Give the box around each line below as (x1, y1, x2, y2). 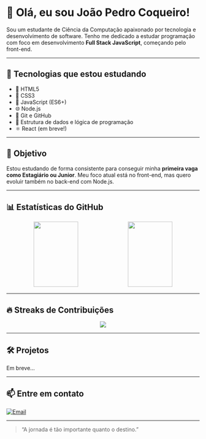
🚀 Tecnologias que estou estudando (6, 69, 147, 79)
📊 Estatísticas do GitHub (6, 202, 104, 212)
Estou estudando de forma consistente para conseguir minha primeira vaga (6, 165, 198, 172)
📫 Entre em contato (6, 389, 84, 399)
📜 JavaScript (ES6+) (15, 98, 67, 106)
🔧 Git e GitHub (15, 112, 52, 119)
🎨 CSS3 (15, 91, 35, 99)
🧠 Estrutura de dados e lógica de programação (15, 118, 134, 125)
